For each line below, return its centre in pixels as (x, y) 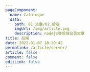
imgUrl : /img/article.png (42, 29)
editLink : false (22, 62)
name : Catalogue (27, 15)
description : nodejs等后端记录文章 (50, 33)
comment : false (21, 57)
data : (16, 19)
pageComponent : (21, 10)
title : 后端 (17, 39)
